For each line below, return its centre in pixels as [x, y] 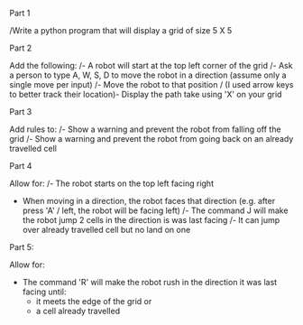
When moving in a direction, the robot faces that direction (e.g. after [149, 201]
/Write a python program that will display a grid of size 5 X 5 [121, 30]
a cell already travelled [78, 311]
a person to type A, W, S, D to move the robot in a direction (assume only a [148, 75]
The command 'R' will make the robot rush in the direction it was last [150, 282]
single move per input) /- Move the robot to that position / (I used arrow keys [151, 84]
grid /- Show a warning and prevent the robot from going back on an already [151, 139]
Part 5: [22, 247]
